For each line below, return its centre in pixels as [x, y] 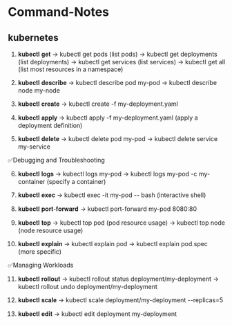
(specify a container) [76, 182]
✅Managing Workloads [41, 265]
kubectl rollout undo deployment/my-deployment [88, 287]
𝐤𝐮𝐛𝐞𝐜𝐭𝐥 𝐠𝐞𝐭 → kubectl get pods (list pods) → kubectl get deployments [117, 54]
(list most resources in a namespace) [70, 69]
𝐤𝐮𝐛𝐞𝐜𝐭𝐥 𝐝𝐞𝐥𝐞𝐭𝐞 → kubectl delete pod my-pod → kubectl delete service [118, 139]
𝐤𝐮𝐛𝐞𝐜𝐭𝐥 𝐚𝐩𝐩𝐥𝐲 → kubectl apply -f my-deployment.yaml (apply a [108, 118]
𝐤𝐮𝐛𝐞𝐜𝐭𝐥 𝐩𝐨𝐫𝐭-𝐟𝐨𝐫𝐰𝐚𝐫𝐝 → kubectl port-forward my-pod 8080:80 [107, 209]
